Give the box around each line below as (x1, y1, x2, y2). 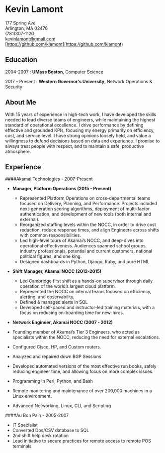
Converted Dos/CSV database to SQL (12, 427, 89, 434)
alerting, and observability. (19, 294, 75, 300)
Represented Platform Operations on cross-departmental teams (19, 195, 151, 201)
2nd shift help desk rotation (12, 433, 69, 439)
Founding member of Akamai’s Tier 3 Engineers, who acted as (12, 329, 140, 335)
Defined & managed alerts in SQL (19, 299, 88, 305)
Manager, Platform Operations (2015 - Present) (12, 186, 112, 192)
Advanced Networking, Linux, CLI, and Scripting (12, 403, 111, 409)
